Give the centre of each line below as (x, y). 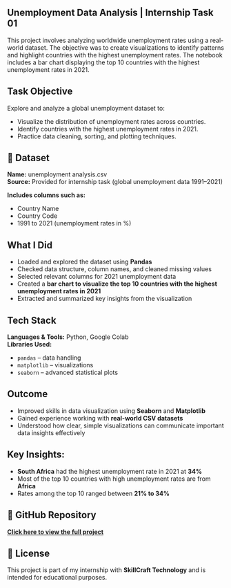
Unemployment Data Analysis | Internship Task (110, 13)
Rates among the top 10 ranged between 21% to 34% (93, 493)
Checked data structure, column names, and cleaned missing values (114, 269)
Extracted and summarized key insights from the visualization (104, 299)
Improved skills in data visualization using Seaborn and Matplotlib (111, 411)
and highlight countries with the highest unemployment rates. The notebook (115, 55)
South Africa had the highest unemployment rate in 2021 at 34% (109, 471)
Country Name (38, 209)
